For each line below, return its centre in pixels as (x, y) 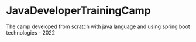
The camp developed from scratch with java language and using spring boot (98, 26)
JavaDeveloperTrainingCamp (78, 11)
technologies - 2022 (31, 32)
